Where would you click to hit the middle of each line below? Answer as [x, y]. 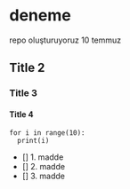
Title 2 [27, 68]
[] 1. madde [43, 157]
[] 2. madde [43, 167]
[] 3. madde [43, 176]
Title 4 [21, 114]
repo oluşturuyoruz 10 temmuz [65, 40]
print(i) [33, 141]
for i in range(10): [48, 133]
